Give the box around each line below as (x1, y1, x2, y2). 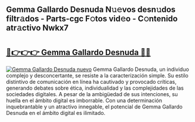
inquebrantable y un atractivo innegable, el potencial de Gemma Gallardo (6, 103, 183, 110)
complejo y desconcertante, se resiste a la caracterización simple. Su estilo (6, 72, 189, 79)
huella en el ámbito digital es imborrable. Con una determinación (6, 97, 163, 104)
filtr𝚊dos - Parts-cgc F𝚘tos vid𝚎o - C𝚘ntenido (6, 14, 178, 24)
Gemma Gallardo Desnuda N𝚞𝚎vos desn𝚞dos (6, 5, 176, 15)
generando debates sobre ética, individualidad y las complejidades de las (6, 84, 184, 91)
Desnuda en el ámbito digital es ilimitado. (6, 110, 106, 116)
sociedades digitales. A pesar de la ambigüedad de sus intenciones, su (6, 91, 178, 97)
